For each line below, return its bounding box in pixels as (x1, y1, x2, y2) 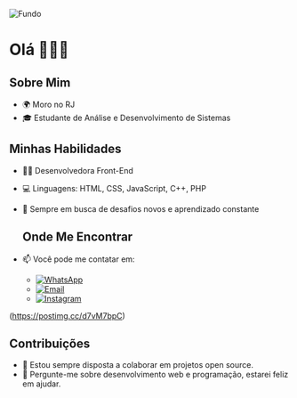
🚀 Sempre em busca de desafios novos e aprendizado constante (21, 203, 260, 214)
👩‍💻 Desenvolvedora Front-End (21, 165, 133, 175)
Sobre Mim (9, 75, 71, 90)
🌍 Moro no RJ (21, 99, 76, 110)
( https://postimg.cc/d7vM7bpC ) (9, 310, 126, 321)
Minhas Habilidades (9, 142, 122, 157)
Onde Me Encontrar (21, 230, 133, 245)
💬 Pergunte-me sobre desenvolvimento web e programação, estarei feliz (21, 370, 289, 380)
